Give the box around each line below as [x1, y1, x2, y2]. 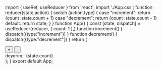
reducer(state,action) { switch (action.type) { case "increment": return [5, 10, 150, 16]
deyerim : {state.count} [5, 53, 53, 58]
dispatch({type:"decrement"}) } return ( [5, 36, 87, 42]
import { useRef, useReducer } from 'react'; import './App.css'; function [5, 5, 153, 10]
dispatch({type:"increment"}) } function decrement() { [5, 31, 118, 37]
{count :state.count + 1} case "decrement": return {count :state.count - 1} [5, 15, 157, 21]
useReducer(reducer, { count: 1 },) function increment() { [5, 26, 123, 32]
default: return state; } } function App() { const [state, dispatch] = [5, 20, 141, 26]
